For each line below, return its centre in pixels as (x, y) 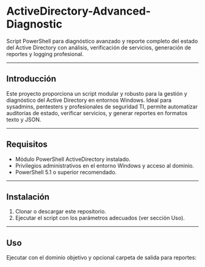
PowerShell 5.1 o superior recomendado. (66, 172)
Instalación (28, 197)
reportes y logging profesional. (45, 54)
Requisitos (27, 144)
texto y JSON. (24, 119)
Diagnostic (34, 24)
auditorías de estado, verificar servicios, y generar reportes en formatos (97, 113)
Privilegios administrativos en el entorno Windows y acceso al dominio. (104, 165)
